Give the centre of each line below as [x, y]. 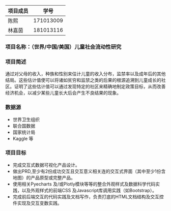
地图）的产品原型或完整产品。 [44, 177]
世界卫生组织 [26, 119]
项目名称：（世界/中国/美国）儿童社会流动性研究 [63, 47]
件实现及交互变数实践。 [37, 203]
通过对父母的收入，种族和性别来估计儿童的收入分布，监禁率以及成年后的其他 [85, 74]
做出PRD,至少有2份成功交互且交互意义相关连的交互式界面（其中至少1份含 [89, 171]
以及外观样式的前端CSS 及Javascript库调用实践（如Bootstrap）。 [89, 190]
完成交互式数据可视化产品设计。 [46, 165]
